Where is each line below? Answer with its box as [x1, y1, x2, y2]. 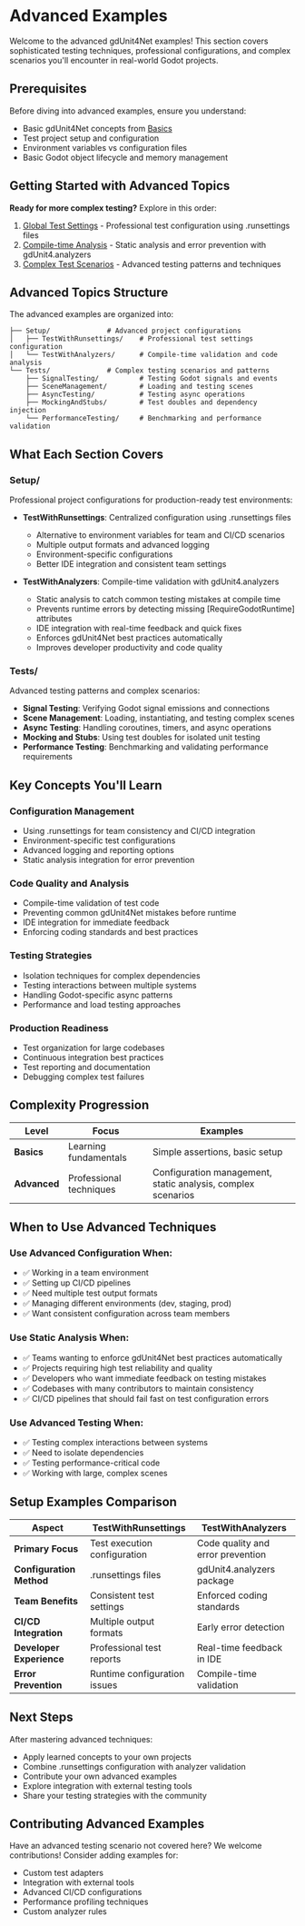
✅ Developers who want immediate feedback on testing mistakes [22, 1373, 267, 1384]
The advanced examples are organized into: [9, 309, 174, 320]
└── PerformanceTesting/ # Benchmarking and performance [25, 414, 261, 423]
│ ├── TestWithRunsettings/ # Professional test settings [9, 334, 254, 343]
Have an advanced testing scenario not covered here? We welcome [9, 1841, 262, 1852]
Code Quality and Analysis [9, 877, 130, 889]
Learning [67, 1139, 106, 1152]
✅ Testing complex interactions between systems [22, 1437, 209, 1448]
